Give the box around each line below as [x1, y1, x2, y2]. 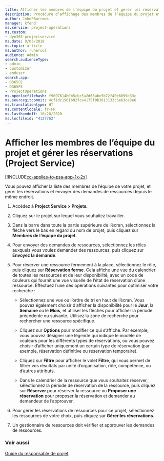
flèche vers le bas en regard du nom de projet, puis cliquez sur [12, 227, 139, 233]
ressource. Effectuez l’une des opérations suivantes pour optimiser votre [12, 282, 159, 288]
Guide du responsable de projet [5, 450, 69, 456]
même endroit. [5, 194, 35, 200]
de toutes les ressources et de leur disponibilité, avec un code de [12, 272, 143, 278]
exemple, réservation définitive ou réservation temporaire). [19, 348, 138, 354]
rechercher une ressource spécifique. [19, 318, 96, 323]
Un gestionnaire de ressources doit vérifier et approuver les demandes [12, 422, 155, 428]
